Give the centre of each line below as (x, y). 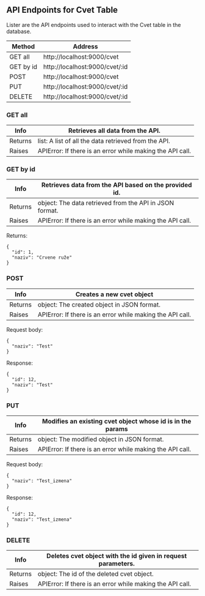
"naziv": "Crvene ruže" (42, 258)
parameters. (117, 564)
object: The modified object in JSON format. (101, 439)
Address (85, 47)
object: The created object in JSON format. (99, 304)
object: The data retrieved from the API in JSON (106, 203)
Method (23, 47)
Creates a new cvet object (114, 294)
